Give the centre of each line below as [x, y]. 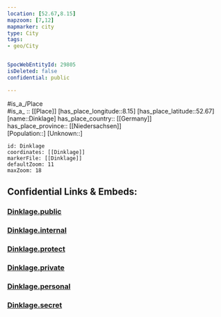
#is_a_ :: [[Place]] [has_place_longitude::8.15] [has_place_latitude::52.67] [111, 111]
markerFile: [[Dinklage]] [44, 158]
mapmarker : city [31, 26]
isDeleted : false [32, 71]
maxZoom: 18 [24, 170]
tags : [15, 40]
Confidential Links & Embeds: [72, 192]
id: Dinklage [26, 146]
